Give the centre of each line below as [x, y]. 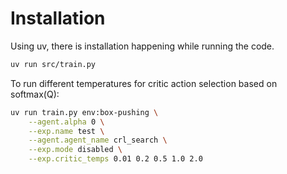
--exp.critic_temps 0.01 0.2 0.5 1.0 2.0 [115, 159]
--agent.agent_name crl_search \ [98, 140]
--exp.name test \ [66, 131]
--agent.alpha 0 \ [66, 122]
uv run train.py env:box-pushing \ [84, 112]
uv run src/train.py [53, 64]
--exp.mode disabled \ [75, 150]
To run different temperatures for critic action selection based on [144, 83]
